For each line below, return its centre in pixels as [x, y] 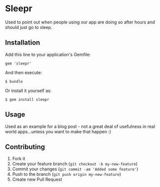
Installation [23, 43]
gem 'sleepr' [18, 63]
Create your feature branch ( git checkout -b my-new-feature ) [75, 164]
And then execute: [24, 72]
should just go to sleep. [29, 27]
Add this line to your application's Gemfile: [48, 54]
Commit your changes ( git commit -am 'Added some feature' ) [75, 169]
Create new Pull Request [37, 180]
